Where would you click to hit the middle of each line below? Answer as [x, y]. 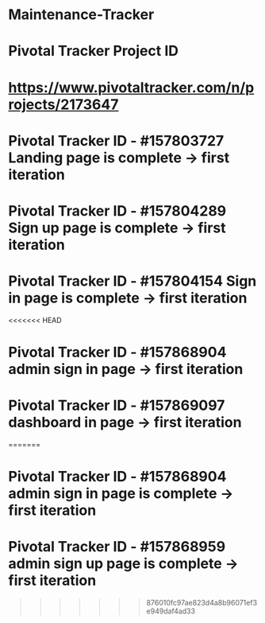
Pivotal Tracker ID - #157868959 [117, 547]
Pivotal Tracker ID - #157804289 [117, 210]
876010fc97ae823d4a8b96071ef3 [202, 603]
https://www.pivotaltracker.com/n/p [131, 87]
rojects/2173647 [63, 104]
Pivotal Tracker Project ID [93, 51]
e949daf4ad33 [171, 611]
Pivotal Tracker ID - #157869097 [117, 405]
